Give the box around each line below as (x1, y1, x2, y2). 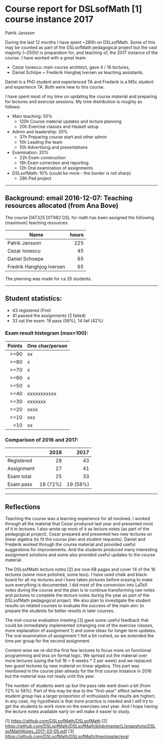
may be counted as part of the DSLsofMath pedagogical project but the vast (5, 44, 158, 50)
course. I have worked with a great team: (5, 55, 87, 60)
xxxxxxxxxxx (27, 390, 57, 397)
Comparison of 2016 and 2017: (5, 436, 79, 443)
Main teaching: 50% (12, 113, 52, 119)
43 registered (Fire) (12, 307, 51, 313)
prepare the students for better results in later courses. (5, 608, 115, 614)
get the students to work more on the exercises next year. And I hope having (5, 703, 158, 709)
